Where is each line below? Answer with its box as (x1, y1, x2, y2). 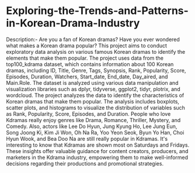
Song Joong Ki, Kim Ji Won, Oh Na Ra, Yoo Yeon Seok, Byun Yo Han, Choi (6, 129, 184, 136)
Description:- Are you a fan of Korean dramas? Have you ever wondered (6, 36, 180, 43)
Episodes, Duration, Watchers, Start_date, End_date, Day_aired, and (6, 73, 168, 80)
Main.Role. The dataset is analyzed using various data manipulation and (6, 79, 179, 86)
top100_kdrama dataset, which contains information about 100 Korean (6, 60, 174, 68)
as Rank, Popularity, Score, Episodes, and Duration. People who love (6, 110, 171, 117)
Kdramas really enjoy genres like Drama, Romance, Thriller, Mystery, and (6, 116, 181, 123)
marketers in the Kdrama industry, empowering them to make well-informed (6, 154, 189, 161)
